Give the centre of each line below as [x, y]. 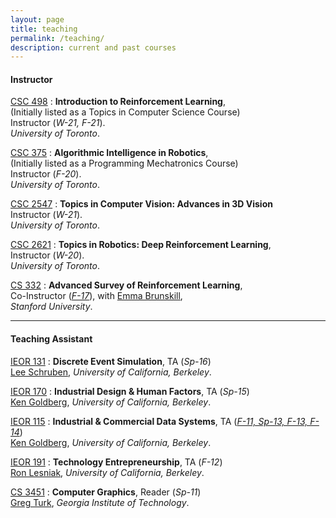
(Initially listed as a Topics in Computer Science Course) [125, 112]
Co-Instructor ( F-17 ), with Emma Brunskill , [96, 296]
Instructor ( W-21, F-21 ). [58, 123]
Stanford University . [51, 307]
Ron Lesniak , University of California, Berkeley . [107, 472]
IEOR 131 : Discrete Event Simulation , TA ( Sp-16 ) [111, 361]
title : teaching [44, 29]
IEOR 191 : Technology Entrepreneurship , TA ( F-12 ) [116, 462]
